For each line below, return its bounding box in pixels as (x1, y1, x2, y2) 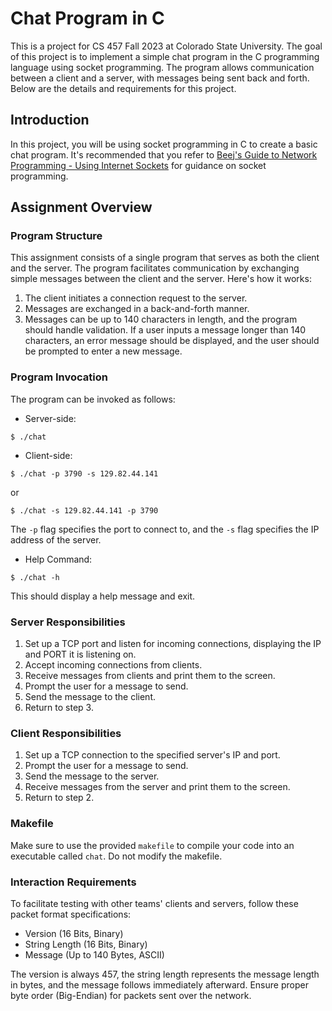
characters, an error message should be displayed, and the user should (24, 335, 320, 347)
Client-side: (24, 449, 73, 461)
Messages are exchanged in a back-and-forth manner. (24, 303, 250, 315)
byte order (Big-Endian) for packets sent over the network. (10, 989, 252, 1001)
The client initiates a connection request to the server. (24, 292, 248, 304)
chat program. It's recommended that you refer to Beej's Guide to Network (10, 148, 318, 161)
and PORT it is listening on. (24, 648, 137, 661)
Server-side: (24, 412, 77, 424)
